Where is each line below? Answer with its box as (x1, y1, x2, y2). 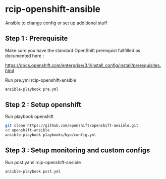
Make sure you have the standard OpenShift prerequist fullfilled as (5, 47, 140, 53)
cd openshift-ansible (5, 128, 50, 133)
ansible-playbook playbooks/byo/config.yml (5, 132, 97, 137)
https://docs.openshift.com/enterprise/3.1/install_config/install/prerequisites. (5, 62, 161, 68)
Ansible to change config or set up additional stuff (5, 20, 108, 26)
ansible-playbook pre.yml (5, 87, 58, 92)
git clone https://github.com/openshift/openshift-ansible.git (5, 123, 139, 128)
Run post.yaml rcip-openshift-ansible (5, 159, 81, 165)
